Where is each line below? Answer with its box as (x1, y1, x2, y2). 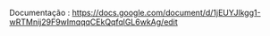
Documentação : (9, 8, 71, 18)
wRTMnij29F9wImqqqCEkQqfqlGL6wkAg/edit (9, 17, 179, 27)
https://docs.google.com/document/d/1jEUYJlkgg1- (72, 8, 261, 18)
